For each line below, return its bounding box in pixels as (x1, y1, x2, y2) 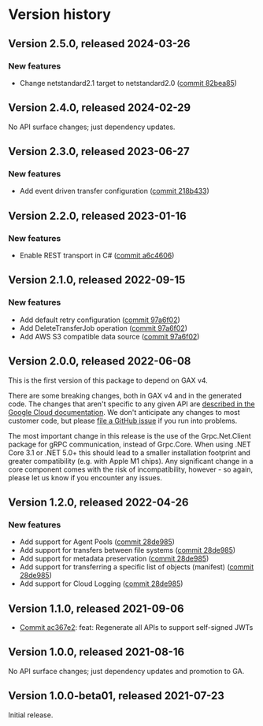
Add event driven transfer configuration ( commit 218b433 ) (19, 187, 210, 196)
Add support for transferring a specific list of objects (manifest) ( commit (19, 562, 254, 572)
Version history (8, 6, 112, 24)
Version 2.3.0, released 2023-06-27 (8, 145, 191, 158)
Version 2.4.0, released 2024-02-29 (8, 101, 191, 115)
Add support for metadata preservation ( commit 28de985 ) (19, 554, 209, 564)
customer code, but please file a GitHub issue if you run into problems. (8, 416, 238, 425)
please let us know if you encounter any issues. (8, 472, 163, 482)
